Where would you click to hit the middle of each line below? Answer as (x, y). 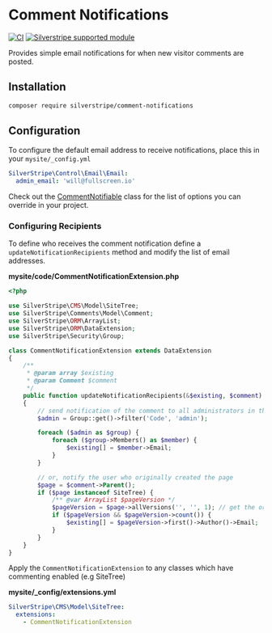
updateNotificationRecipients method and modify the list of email (119, 252)
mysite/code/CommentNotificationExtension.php (94, 276)
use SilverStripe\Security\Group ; (67, 336)
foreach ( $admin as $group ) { (88, 433)
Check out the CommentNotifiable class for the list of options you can (125, 196)
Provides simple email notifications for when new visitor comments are (126, 53)
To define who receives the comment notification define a (105, 243)
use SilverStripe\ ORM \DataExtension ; (72, 328)
